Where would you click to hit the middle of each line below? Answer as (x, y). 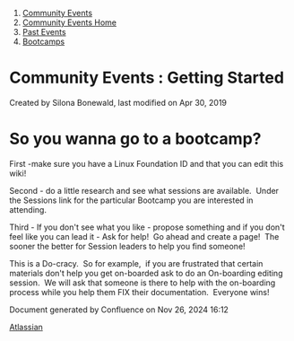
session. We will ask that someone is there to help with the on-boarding (143, 283)
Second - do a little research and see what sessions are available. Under (144, 190)
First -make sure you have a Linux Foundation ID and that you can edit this (147, 163)
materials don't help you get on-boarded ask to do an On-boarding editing (146, 273)
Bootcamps (43, 41)
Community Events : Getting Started (147, 78)
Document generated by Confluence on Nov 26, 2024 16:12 (119, 310)
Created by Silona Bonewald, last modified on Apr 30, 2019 (118, 102)
